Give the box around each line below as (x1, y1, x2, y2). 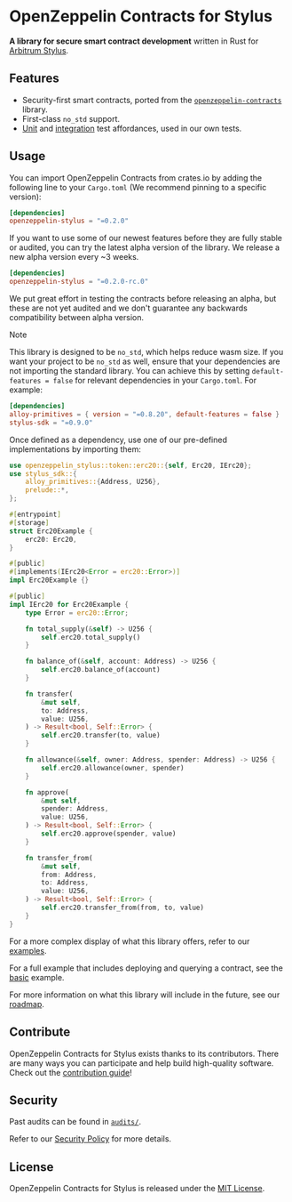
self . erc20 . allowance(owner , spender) (41, 763, 185, 772)
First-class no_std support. (21, 113, 121, 124)
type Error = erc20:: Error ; (25, 608, 129, 617)
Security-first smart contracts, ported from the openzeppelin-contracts (21, 94, 282, 105)
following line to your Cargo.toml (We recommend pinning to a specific (9, 182, 267, 192)
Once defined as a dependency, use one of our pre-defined (9, 434, 228, 445)
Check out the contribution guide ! (9, 1067, 132, 1077)
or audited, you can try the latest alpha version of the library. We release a (9, 242, 280, 253)
